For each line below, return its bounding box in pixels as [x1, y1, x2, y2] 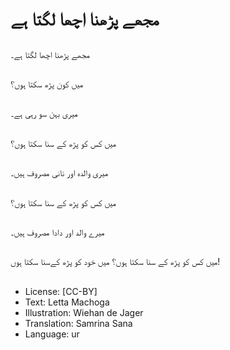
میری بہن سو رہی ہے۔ [10, 108, 78, 120]
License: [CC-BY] [24, 285, 98, 297]
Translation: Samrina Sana [24, 317, 133, 329]
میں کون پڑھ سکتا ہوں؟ [10, 78, 84, 90]
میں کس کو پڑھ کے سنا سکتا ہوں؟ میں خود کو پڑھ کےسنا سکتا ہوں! [10, 256, 221, 268]
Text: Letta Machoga [24, 296, 110, 308]
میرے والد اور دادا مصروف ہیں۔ [10, 226, 105, 238]
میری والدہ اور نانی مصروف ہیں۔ [10, 167, 109, 179]
